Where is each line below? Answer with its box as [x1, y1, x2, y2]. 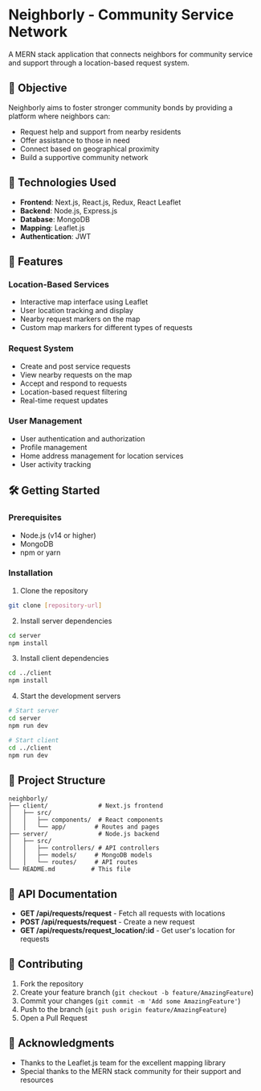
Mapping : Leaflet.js [19, 223, 86, 233]
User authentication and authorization [19, 433, 146, 444]
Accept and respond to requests [19, 378, 127, 388]
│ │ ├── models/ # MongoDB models [8, 851, 153, 859]
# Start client [8, 736, 59, 744]
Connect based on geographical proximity [19, 143, 160, 154]
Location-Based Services [8, 279, 110, 290]
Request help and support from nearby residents [19, 126, 181, 136]
